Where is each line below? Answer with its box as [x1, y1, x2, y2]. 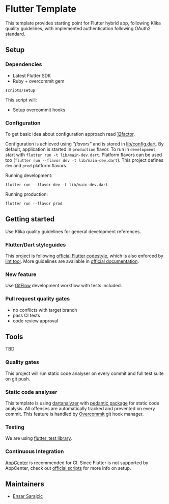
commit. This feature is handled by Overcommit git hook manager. [5, 411, 144, 417]
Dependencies [5, 61, 42, 68]
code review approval [12, 317, 59, 324]
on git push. [5, 375, 31, 382]
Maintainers [5, 480, 45, 489]
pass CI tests [12, 312, 40, 318]
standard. [5, 31, 25, 37]
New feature [5, 271, 37, 278]
